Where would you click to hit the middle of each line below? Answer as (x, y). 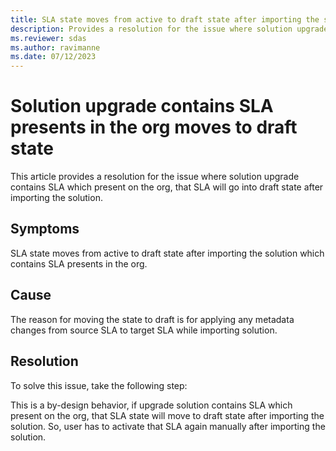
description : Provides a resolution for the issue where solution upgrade (169, 29)
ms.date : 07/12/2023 (53, 57)
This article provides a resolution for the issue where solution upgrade (155, 177)
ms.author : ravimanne (55, 47)
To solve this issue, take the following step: (99, 385)
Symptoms (45, 229)
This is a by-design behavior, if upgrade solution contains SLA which (151, 405)
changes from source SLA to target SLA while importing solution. (144, 330)
